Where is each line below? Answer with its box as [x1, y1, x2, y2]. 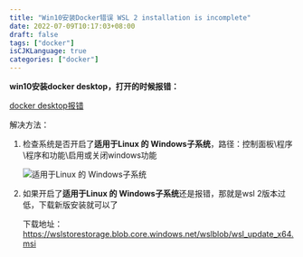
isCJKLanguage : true [9, 47, 88, 56]
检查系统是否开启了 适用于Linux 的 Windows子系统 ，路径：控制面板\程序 [22, 139, 293, 149]
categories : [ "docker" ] [9, 55, 99, 64]
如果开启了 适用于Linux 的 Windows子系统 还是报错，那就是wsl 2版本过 [22, 188, 287, 198]
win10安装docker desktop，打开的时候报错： [9, 81, 179, 91]
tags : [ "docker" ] [9, 38, 75, 48]
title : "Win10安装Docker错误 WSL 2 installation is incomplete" [9, 13, 251, 23]
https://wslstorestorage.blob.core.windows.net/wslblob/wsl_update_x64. [22, 229, 294, 239]
